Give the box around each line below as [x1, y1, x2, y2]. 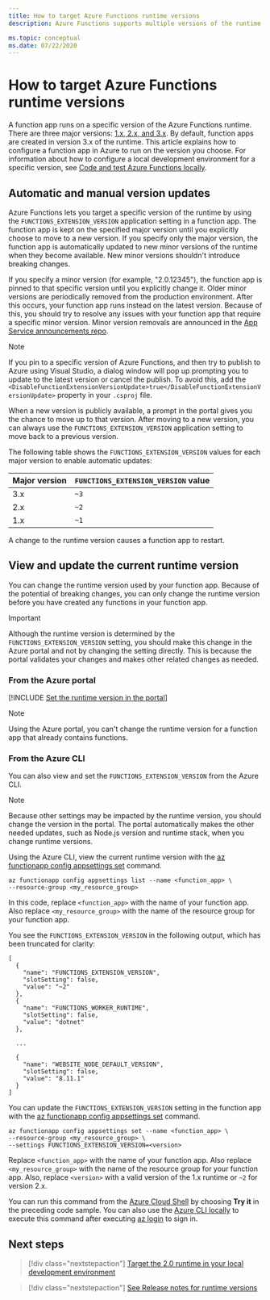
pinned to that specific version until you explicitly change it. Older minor [8, 283, 247, 293]
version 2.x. [8, 1181, 48, 1191]
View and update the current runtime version [8, 558, 239, 573]
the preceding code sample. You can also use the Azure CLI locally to [8, 1206, 239, 1215]
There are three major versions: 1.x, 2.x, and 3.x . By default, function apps [8, 128, 254, 138]
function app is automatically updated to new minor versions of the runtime [8, 242, 258, 251]
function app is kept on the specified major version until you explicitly [8, 225, 239, 234]
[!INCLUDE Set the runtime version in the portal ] [8, 693, 168, 703]
